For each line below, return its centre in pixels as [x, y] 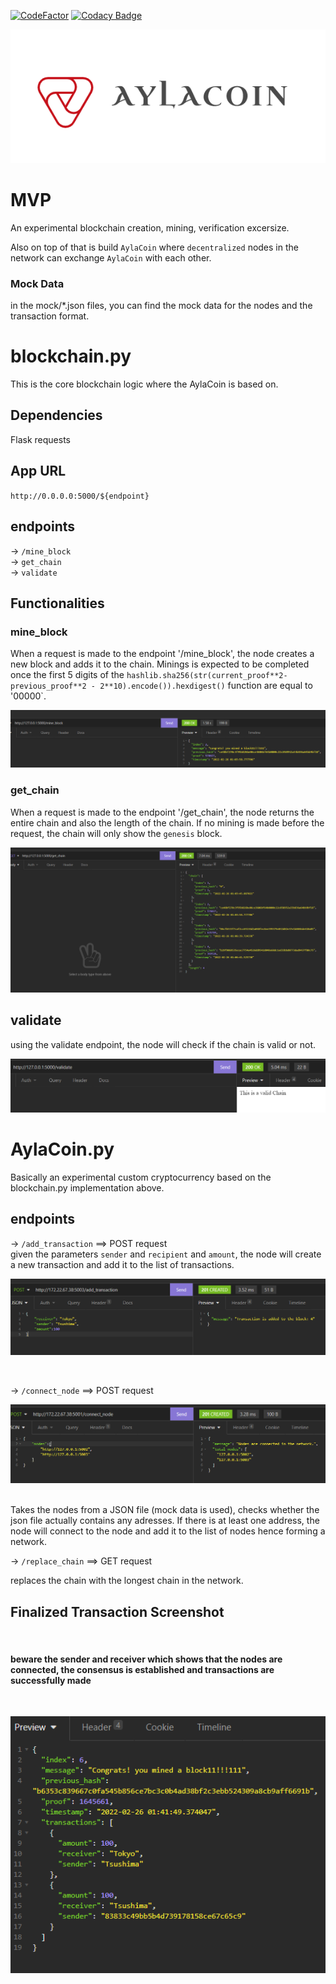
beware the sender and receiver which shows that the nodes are [146, 1659]
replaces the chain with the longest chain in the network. [127, 1581]
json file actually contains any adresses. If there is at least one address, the [165, 1521]
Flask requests [40, 439]
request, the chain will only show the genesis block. [116, 833]
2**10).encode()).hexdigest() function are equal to [206, 686]
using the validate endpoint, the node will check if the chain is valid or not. [163, 1044]
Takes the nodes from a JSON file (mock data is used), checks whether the [165, 1510]
